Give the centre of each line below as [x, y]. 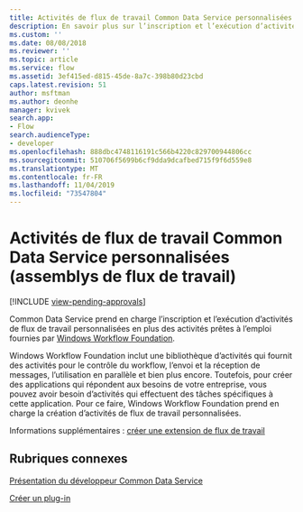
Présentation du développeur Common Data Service [106, 480]
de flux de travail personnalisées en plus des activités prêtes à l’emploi [141, 328]
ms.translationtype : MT [54, 169]
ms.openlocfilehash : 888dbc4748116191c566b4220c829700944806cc [131, 151]
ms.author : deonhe [44, 101]
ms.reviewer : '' [40, 51]
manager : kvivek [40, 110]
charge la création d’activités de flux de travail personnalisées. [125, 413]
